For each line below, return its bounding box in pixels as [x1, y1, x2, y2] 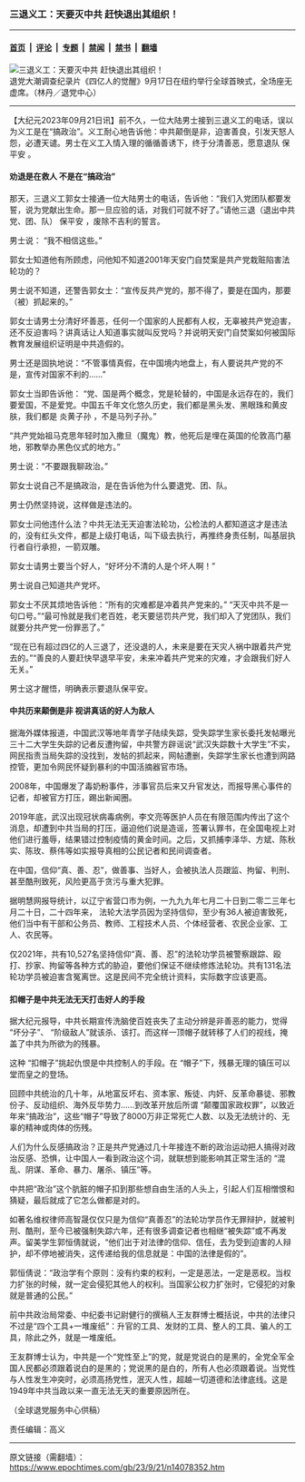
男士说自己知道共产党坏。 [9, 579, 105, 591]
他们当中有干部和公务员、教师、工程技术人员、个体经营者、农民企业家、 [9, 918, 280, 928]
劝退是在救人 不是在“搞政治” [9, 171, 116, 182]
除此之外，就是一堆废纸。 [25, 1332, 121, 1343]
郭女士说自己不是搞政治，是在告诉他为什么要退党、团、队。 [9, 479, 232, 491]
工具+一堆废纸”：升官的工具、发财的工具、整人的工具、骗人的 [53, 1320, 284, 1331]
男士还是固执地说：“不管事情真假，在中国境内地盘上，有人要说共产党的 [9, 357, 276, 368]
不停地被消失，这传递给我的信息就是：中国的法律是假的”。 [33, 1248, 252, 1259]
